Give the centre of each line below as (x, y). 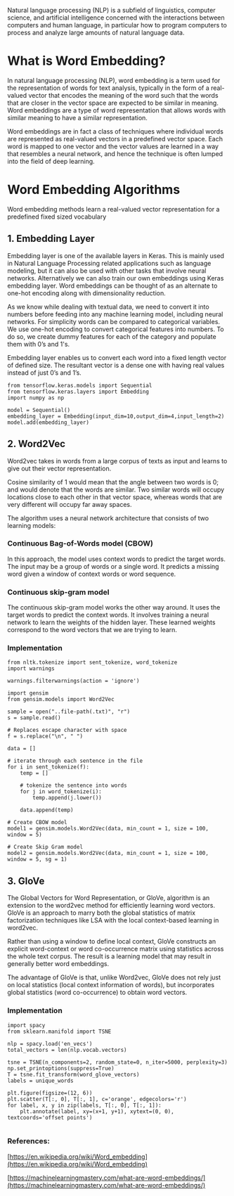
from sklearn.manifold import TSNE (59, 1031)
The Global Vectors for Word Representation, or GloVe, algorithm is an (109, 898)
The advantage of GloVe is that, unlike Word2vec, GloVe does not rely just (114, 977)
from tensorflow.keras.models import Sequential (80, 385)
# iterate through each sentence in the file (75, 761)
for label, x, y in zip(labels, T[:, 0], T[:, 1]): (84, 1105)
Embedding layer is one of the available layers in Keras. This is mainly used (116, 255)
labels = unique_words (40, 1081)
